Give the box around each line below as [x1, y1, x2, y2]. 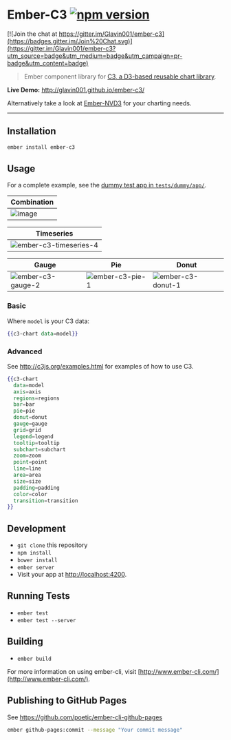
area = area [13, 472, 41, 479]
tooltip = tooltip [13, 440, 60, 446]
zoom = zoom [13, 452, 41, 460]
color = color [13, 491, 48, 497]
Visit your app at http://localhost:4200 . [16, 571, 127, 579]
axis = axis [13, 388, 41, 395]
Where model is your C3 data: [7, 317, 90, 325]
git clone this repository [16, 541, 88, 549]
